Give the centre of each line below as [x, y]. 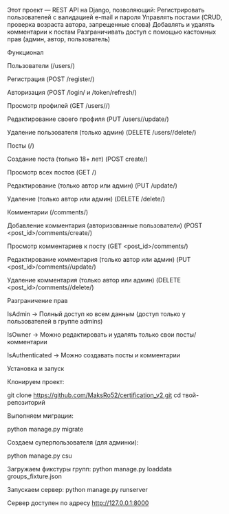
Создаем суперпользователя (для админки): [73, 442]
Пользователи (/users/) [41, 66]
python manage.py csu [40, 456]
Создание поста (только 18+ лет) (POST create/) [77, 159]
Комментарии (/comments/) [48, 212]
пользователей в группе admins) [55, 321]
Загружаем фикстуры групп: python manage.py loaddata [89, 469]
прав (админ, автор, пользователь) [59, 39]
